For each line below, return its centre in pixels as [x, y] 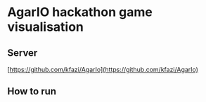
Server [22, 53]
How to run [32, 92]
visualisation [46, 27]
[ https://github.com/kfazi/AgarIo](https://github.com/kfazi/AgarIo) [103, 70]
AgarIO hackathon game [80, 12]
